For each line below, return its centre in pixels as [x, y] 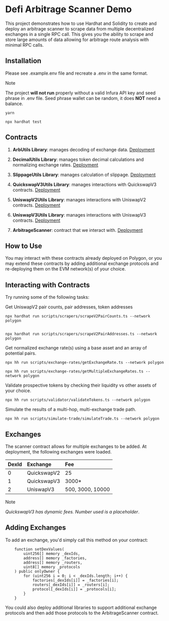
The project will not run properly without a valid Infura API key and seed [80, 93]
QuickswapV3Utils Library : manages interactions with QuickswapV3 [85, 184]
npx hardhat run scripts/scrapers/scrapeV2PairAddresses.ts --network [81, 334]
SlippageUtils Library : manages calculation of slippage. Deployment [84, 175]
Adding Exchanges [36, 528]
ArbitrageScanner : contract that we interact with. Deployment [78, 230]
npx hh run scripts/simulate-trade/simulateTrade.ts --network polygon [82, 419]
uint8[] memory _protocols [52, 567]
